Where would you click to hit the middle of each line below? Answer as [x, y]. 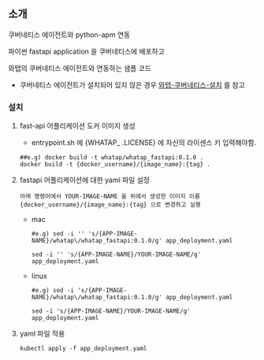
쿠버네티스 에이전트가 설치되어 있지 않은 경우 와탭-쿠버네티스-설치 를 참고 [132, 84]
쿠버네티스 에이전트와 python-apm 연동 [69, 35]
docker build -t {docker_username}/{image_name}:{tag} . [115, 165]
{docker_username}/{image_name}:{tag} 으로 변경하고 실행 [110, 205]
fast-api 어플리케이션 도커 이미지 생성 [77, 126]
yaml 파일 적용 [42, 334]
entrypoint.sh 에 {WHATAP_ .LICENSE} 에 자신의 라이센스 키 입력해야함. [144, 143]
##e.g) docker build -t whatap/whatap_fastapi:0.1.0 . [112, 158]
